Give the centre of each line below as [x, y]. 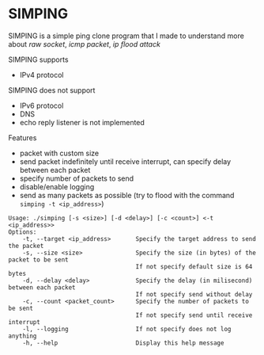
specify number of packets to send [77, 178]
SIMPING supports [38, 59]
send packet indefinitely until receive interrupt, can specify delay [125, 161]
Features [23, 137]
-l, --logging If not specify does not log [127, 329]
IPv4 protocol [41, 74]
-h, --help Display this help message [123, 343]
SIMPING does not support [52, 90]
